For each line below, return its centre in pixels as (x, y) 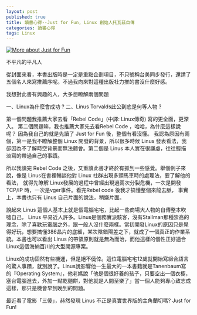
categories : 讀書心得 (31, 28)
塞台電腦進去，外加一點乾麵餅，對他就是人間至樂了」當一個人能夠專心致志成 (98, 281)
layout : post (22, 11)
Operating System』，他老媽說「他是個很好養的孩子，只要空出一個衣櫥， (103, 273)
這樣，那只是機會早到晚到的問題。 (47, 288)
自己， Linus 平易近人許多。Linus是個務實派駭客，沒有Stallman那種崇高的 (100, 217)
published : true (26, 17)
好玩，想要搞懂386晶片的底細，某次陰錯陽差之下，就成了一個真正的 (93, 232)
